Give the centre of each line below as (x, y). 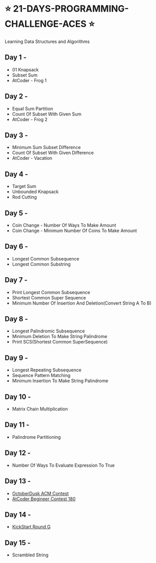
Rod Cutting (24, 197)
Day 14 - (18, 515)
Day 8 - (16, 319)
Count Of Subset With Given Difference (53, 153)
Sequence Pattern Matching (41, 376)
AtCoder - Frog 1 (29, 80)
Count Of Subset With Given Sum (47, 114)
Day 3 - (16, 135)
